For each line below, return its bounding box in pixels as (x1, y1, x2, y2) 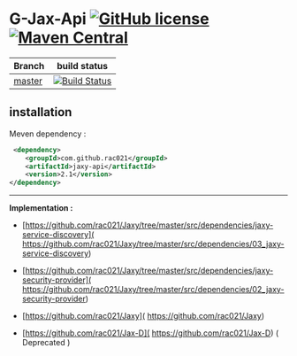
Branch (13, 59, 45, 72)
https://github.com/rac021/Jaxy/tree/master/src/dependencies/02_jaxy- (21, 284, 285, 295)
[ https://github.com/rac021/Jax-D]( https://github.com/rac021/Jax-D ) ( (21, 328, 279, 338)
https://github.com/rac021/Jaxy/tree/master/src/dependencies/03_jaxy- (21, 239, 285, 250)
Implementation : (9, 203, 73, 213)
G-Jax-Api (9, 9, 87, 29)
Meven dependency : (9, 128, 87, 139)
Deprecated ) (21, 337, 71, 348)
